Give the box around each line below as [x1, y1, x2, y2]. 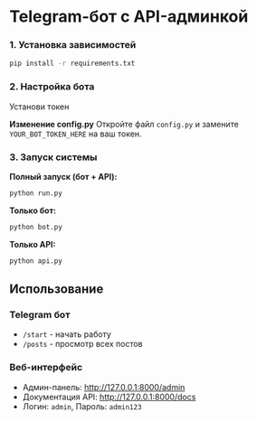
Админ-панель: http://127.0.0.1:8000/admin [22, 381, 186, 392]
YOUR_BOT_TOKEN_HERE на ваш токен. [9, 128, 142, 139]
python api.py [9, 256, 63, 266]
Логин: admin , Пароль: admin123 [22, 400, 142, 412]
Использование [9, 281, 104, 296]
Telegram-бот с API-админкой [9, 6, 249, 27]
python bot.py [9, 222, 63, 231]
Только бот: [9, 205, 57, 216]
